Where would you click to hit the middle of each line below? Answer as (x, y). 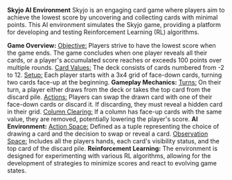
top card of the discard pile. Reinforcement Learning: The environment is (113, 148)
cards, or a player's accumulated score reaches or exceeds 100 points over (115, 60)
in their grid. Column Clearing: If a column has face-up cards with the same (115, 111)
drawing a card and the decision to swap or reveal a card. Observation (108, 134)
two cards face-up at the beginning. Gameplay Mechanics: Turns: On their (114, 82)
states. (17, 170)
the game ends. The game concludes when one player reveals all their (107, 53)
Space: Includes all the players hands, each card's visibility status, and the (114, 141)
